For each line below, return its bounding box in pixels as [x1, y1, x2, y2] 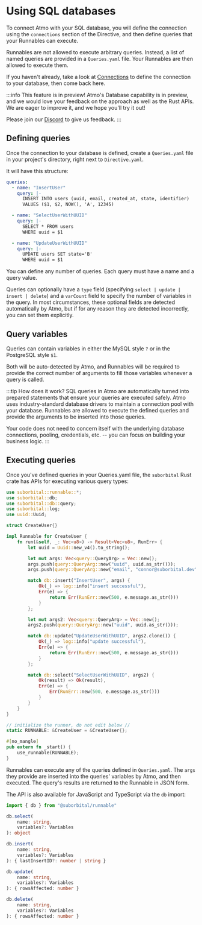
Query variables [6, 329, 68, 339]
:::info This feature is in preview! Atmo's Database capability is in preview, [6, 91, 189, 98]
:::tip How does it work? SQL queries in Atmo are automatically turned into [6, 387, 189, 394]
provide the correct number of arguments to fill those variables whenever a [6, 369, 192, 376]
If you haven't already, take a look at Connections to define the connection [6, 73, 191, 80]
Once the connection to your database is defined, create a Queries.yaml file [6, 149, 194, 156]
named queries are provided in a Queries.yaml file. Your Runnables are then [6, 55, 194, 62]
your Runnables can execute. [6, 37, 79, 44]
